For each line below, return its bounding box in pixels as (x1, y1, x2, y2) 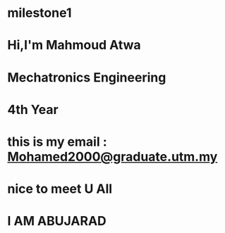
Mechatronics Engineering (7, 69, 166, 85)
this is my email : (7, 134, 107, 149)
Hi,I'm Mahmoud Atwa (7, 37, 141, 53)
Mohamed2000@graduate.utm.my (7, 149, 218, 165)
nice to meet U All (7, 181, 113, 197)
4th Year (7, 101, 59, 118)
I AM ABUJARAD (7, 213, 107, 229)
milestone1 (7, 5, 72, 21)
